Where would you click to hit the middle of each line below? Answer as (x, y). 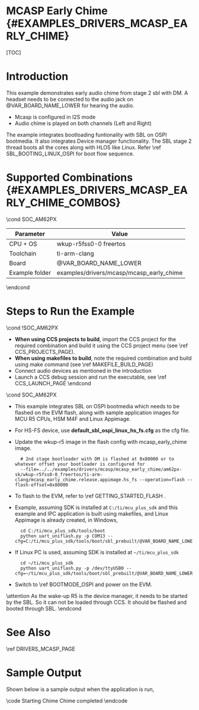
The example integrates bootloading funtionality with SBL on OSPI (86, 135)
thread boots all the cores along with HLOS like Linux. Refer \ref (84, 147)
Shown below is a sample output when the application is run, (80, 689)
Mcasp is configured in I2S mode (55, 117)
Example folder (30, 273)
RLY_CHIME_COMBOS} (64, 203)
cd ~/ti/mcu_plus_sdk (47, 563)
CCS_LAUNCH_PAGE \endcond (53, 383)
